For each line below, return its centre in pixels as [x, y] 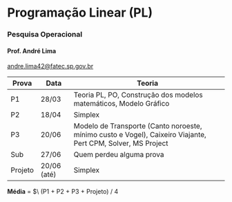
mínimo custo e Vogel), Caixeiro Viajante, [140, 135]
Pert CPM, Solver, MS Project [121, 143]
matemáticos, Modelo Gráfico [122, 104]
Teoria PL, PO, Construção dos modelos [138, 95]
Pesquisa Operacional [45, 35]
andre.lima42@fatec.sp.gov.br [50, 66]
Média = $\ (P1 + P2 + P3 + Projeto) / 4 [63, 192]
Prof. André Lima [32, 50]
